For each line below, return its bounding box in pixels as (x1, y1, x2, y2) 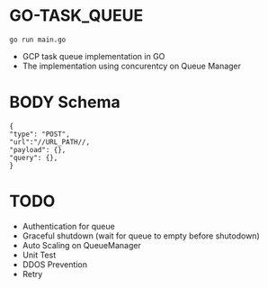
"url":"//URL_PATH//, (9, 137, 91, 147)
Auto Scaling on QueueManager (22, 239, 141, 250)
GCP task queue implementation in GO (22, 50, 165, 61)
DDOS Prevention (22, 258, 88, 270)
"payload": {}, (9, 145, 67, 154)
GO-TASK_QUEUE (9, 5, 144, 26)
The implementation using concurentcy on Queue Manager (22, 60, 241, 71)
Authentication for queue (22, 220, 115, 231)
